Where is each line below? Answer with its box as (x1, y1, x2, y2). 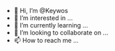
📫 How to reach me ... (13, 37, 79, 44)
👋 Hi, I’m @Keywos (13, 7, 68, 14)
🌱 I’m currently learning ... (13, 21, 89, 29)
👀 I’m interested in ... (13, 14, 73, 22)
